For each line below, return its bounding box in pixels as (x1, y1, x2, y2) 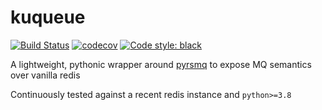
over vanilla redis (10, 69, 81, 81)
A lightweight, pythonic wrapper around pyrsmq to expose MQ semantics (10, 58, 312, 70)
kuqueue (10, 6, 86, 29)
